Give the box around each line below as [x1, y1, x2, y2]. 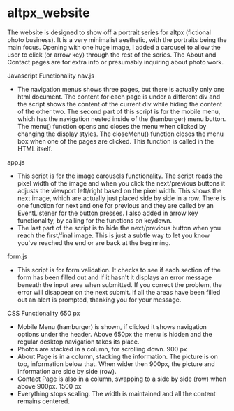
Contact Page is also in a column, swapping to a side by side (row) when [17, 375, 227, 383]
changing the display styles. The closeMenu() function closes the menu [17, 130, 224, 138]
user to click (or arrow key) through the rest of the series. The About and [7, 50, 217, 59]
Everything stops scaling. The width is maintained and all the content [17, 389, 217, 398]
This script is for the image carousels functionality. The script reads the [17, 172, 224, 180]
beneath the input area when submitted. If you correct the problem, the [17, 280, 222, 288]
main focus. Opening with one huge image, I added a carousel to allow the [7, 43, 221, 51]
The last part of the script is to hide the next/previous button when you [17, 223, 221, 232]
